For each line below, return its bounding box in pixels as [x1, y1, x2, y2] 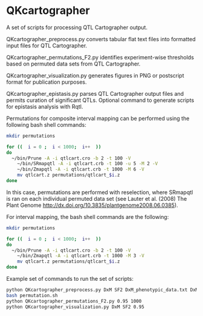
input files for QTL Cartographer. [6, 42, 88, 49]
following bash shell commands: [6, 121, 86, 128]
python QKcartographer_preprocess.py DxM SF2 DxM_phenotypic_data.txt [6, 287, 188, 293]
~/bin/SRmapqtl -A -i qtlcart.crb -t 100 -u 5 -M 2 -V [17, 161, 158, 167]
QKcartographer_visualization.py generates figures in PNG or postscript [6, 72, 184, 79]
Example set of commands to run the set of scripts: [6, 275, 134, 283]
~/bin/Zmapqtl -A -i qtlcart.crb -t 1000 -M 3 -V [17, 253, 145, 259]
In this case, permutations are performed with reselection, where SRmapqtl [6, 189, 193, 196]
